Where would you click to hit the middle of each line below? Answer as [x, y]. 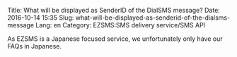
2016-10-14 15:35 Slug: [41, 18]
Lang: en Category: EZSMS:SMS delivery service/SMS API [120, 25]
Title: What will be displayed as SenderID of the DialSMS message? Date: [114, 10]
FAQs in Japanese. [35, 46]
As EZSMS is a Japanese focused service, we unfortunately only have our [115, 39]
